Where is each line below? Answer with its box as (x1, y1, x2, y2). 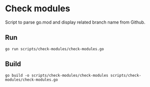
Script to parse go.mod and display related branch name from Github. (5, 19, 146, 25)
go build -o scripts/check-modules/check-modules (5, 73, 109, 78)
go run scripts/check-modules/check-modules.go (5, 46, 104, 52)
